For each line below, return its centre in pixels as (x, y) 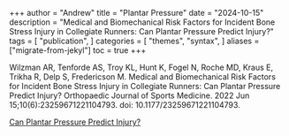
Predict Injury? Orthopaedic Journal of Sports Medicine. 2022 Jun (129, 95)
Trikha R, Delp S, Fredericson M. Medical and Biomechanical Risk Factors (143, 77)
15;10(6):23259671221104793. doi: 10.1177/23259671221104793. (125, 105)
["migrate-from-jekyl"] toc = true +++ (78, 50)
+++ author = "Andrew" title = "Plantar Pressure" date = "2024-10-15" (137, 13)
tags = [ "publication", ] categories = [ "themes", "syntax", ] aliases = (134, 41)
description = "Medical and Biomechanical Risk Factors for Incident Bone (142, 22)
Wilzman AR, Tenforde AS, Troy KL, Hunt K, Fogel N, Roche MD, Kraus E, (141, 67)
